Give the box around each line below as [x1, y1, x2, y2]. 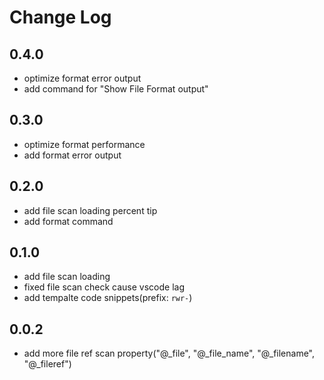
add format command [23, 215, 114, 227]
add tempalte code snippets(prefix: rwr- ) [23, 292, 193, 304]
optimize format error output [23, 72, 142, 84]
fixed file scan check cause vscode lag [23, 281, 186, 293]
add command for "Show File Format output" [23, 83, 209, 95]
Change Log [9, 6, 112, 29]
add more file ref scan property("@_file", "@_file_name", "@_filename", [23, 347, 316, 360]
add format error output [23, 149, 122, 161]
